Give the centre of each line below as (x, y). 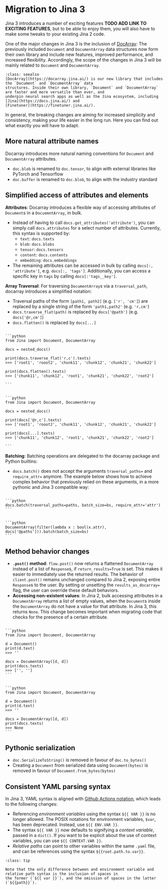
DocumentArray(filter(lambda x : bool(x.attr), (56, 527)
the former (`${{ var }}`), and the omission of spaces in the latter (81, 878)
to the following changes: (31, 804)
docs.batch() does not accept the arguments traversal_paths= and (82, 471)
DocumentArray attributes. (31, 159)
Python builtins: (21, 461)
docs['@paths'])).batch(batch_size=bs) (47, 532)
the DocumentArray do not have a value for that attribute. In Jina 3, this (85, 606)
